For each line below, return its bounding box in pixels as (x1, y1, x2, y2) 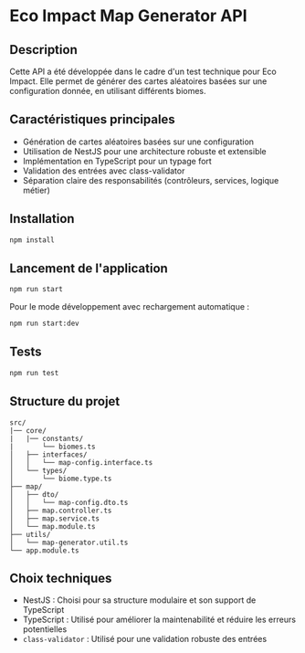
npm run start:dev (9, 319, 79, 329)
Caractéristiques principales (9, 111, 175, 128)
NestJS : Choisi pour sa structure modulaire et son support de (22, 595, 257, 606)
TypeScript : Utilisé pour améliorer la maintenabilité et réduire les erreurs (22, 614, 297, 626)
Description (9, 42, 78, 58)
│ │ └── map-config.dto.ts (9, 498, 129, 507)
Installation (9, 211, 75, 226)
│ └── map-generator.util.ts (9, 538, 129, 547)
